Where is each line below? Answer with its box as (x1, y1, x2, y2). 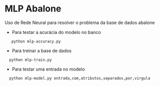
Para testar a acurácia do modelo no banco (11, 29, 101, 35)
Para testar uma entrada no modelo (11, 66, 85, 72)
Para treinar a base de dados (11, 47, 72, 53)
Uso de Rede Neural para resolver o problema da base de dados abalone (4, 19, 155, 25)
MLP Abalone (4, 3, 61, 14)
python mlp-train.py (9, 57, 52, 62)
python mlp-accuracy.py (11, 38, 61, 44)
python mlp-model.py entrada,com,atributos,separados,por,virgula (9, 75, 150, 80)
